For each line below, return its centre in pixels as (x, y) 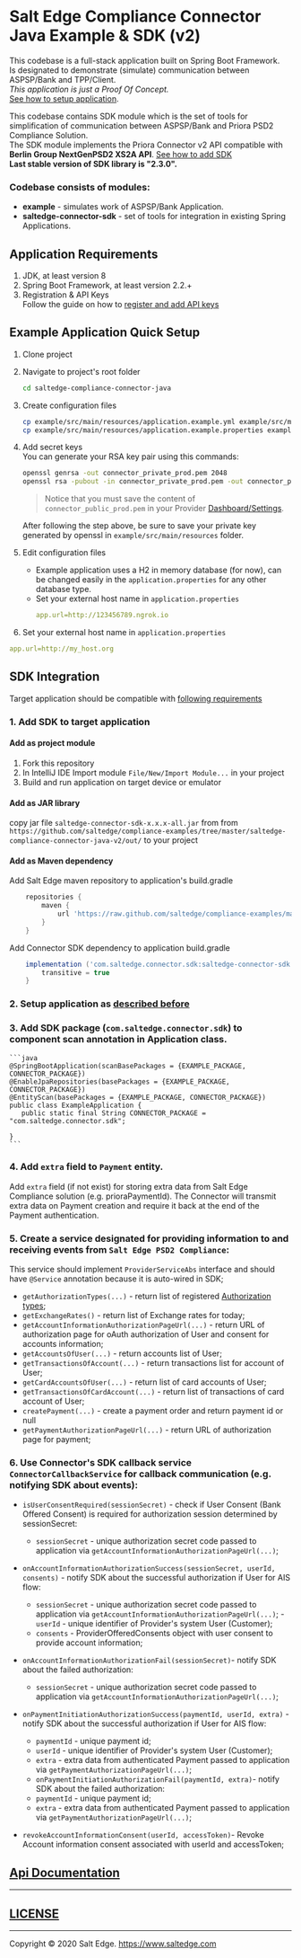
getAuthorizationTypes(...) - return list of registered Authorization (146, 1297)
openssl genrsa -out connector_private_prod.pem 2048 (125, 474)
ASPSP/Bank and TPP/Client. (63, 79)
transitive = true (76, 972)
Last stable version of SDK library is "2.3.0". (93, 164)
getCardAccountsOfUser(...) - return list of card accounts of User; (144, 1382)
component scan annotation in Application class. (118, 1040)
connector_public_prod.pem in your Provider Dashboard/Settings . (164, 509)
